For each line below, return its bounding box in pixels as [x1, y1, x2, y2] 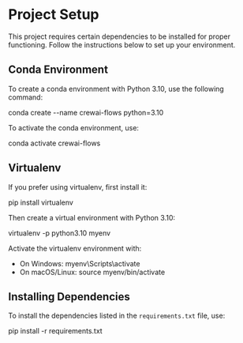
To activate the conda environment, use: [8, 122, 140, 132]
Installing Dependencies [8, 290, 130, 303]
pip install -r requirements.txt [8, 326, 103, 336]
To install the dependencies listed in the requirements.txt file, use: [8, 311, 226, 321]
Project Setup [8, 6, 100, 24]
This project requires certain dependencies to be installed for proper [8, 32, 231, 41]
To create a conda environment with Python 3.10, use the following [8, 84, 225, 93]
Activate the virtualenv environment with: [8, 243, 142, 253]
